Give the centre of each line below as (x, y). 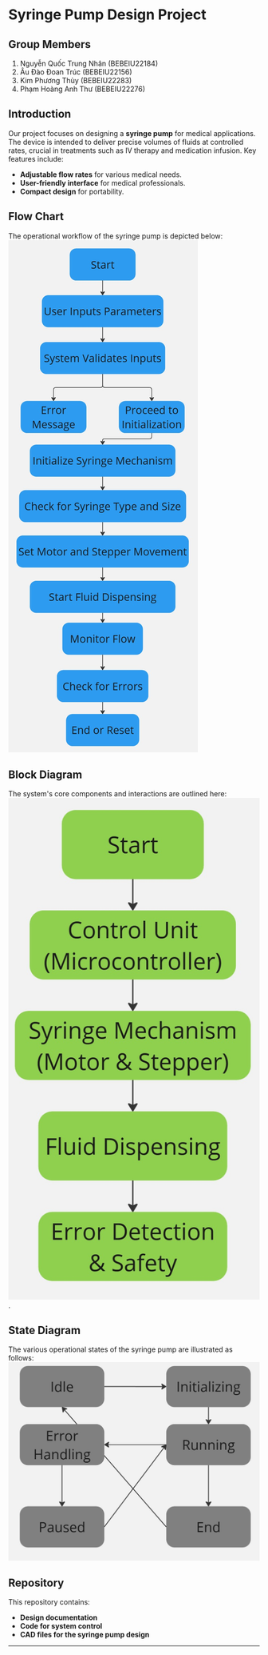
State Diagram (45, 1330)
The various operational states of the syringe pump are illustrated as (120, 1349)
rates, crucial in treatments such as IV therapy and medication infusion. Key (132, 150)
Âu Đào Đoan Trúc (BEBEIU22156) (76, 72)
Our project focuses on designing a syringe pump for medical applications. (132, 133)
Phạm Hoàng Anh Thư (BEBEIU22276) (83, 89)
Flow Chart (36, 216)
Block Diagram (45, 775)
